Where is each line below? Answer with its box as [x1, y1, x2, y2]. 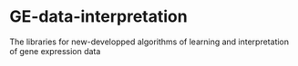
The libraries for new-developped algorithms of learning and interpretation [9, 36, 290, 47]
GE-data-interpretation [9, 6, 189, 27]
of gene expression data [9, 45, 101, 56]
